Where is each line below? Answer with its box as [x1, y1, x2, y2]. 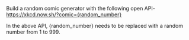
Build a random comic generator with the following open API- [6, 5, 155, 12]
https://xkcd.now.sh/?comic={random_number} [6, 11, 122, 18]
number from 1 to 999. [6, 28, 60, 35]
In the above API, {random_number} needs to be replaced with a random [6, 23, 184, 29]
